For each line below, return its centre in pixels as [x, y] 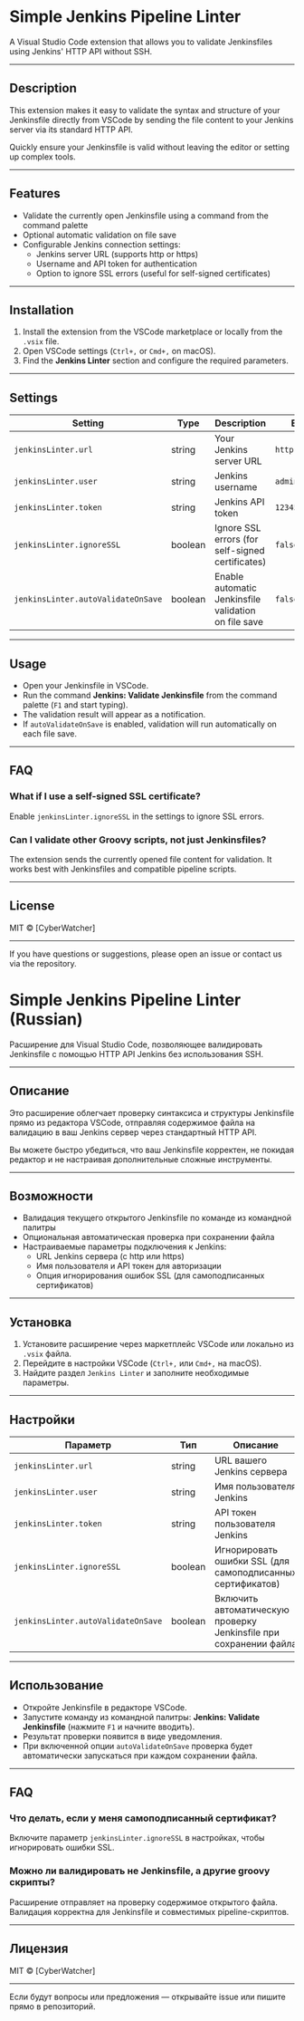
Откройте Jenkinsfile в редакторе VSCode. [104, 1707]
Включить [236, 1598]
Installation [42, 310]
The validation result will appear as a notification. [114, 714]
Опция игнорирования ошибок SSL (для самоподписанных [150, 1275]
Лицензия [39, 1949]
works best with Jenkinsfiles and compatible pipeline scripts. [123, 869]
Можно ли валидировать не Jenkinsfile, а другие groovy [140, 1871]
